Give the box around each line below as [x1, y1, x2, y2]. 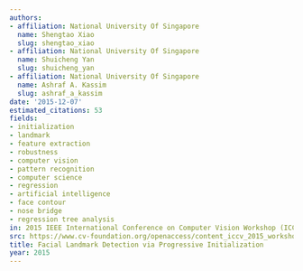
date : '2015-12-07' [9, 97, 83, 107]
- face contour [9, 198, 67, 208]
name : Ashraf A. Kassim [17, 80, 106, 89]
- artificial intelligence [9, 190, 111, 199]
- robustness [9, 147, 59, 156]
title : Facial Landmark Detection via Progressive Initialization [9, 240, 264, 249]
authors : [9, 13, 42, 23]
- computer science [9, 173, 83, 182]
